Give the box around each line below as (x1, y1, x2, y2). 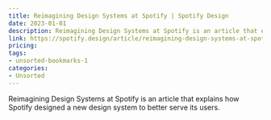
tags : (8, 49, 27, 57)
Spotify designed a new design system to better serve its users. (8, 102, 220, 112)
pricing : (8, 42, 38, 50)
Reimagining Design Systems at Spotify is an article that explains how (8, 93, 240, 103)
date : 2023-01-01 (8, 19, 67, 27)
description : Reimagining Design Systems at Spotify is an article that (8, 27, 258, 35)
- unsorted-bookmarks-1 (8, 57, 89, 65)
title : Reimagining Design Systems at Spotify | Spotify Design (8, 11, 229, 20)
